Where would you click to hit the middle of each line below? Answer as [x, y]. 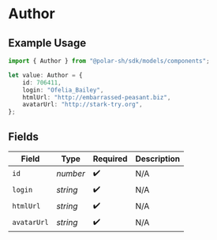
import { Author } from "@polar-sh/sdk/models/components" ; [109, 61]
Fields [24, 136]
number [71, 174]
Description [158, 159]
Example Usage [47, 43]
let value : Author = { [45, 75]
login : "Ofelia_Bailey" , [63, 90]
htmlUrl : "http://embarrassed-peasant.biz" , [97, 97]
